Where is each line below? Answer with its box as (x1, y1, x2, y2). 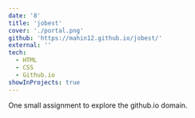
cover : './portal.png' (8, 26, 84, 34)
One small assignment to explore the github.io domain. (8, 100, 188, 110)
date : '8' (8, 11, 42, 20)
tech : (8, 49, 26, 57)
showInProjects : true (8, 78, 81, 86)
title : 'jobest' (8, 19, 62, 27)
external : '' (8, 41, 52, 49)
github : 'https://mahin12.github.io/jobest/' (8, 33, 162, 42)
